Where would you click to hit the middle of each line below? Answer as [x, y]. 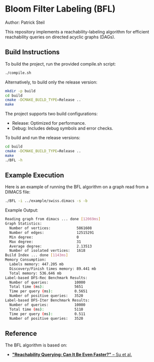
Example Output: [22, 210]
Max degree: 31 [45, 242]
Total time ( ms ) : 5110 [46, 309]
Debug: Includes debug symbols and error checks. [63, 128]
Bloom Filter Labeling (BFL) [60, 9]
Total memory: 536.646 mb [36, 273]
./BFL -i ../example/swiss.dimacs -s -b [46, 201]
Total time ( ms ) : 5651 [46, 287]
